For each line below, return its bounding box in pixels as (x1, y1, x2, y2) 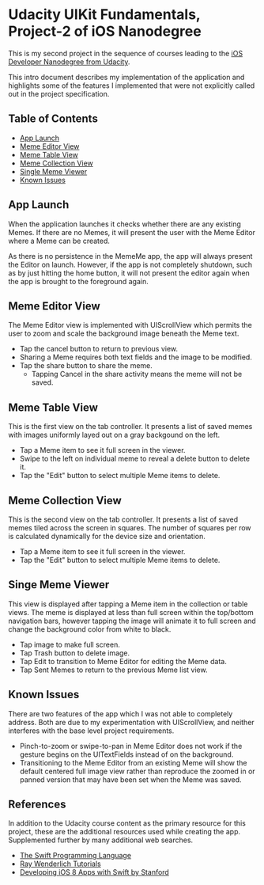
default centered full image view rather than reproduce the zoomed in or (19, 766, 255, 776)
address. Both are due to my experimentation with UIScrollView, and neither (8, 717, 255, 727)
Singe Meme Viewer (8, 578, 110, 591)
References (8, 798, 66, 811)
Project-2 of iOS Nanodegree (8, 22, 202, 40)
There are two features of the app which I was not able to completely (8, 708, 233, 718)
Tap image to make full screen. (19, 640, 120, 649)
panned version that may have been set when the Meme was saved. (19, 774, 243, 784)
